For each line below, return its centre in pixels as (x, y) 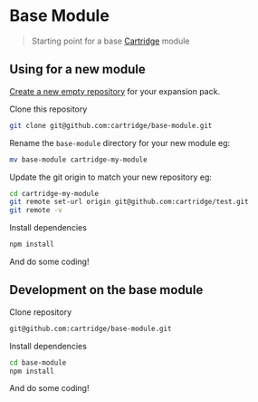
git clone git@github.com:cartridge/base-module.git (111, 125)
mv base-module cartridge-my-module (78, 160)
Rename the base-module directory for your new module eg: (120, 142)
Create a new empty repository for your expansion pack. (115, 91)
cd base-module (38, 363)
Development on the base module (106, 290)
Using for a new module (78, 69)
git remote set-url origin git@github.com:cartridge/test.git (129, 202)
